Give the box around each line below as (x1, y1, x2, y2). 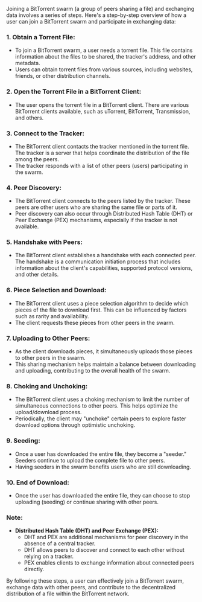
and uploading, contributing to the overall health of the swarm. (14, 367, 171, 374)
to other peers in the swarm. (14, 354, 86, 362)
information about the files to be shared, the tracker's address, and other (14, 53, 196, 60)
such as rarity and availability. (14, 312, 89, 319)
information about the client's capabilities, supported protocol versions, (14, 264, 193, 272)
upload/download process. (14, 409, 82, 416)
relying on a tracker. (24, 552, 74, 560)
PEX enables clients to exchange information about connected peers (24, 559, 195, 566)
